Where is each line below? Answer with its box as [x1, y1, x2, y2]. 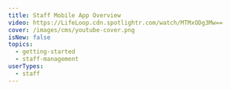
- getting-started [15, 48, 76, 56]
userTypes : [8, 63, 44, 70]
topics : [8, 41, 34, 49]
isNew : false [8, 33, 51, 41]
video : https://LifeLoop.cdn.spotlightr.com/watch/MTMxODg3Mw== [8, 19, 223, 27]
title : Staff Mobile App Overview [8, 11, 122, 20]
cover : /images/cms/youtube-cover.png [8, 26, 135, 34]
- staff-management [15, 56, 79, 63]
